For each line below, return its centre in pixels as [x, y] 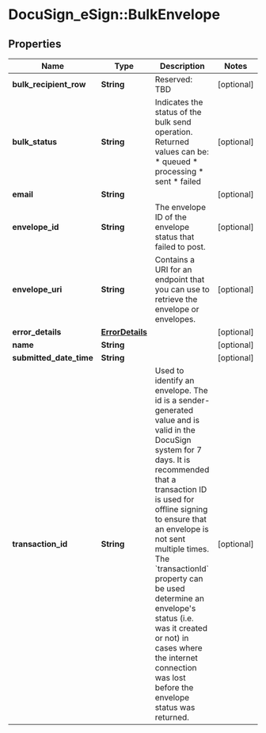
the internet [176, 658]
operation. [174, 132]
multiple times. [182, 549]
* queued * [176, 162]
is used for [175, 499]
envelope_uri [37, 289]
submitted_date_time [53, 358]
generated [174, 410]
